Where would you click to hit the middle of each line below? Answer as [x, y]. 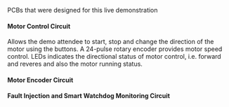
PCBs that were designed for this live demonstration [83, 10]
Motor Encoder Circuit [40, 80]
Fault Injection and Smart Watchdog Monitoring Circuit [89, 96]
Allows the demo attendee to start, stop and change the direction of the [111, 42]
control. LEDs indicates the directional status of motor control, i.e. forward [114, 57]
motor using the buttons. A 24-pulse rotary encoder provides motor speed [115, 49]
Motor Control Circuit [39, 26]
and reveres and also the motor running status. [75, 64]
